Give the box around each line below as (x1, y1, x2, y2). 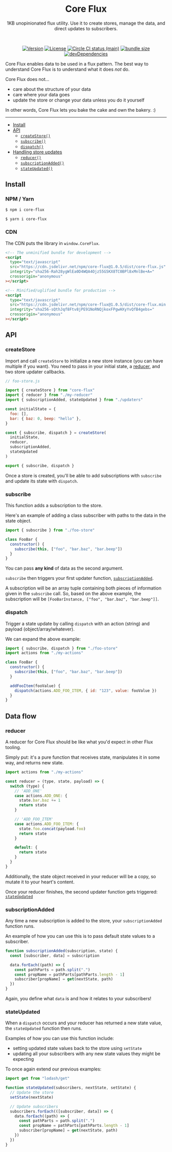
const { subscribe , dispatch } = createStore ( (5, 430, 106, 435)
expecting (12, 1056, 34, 1062)
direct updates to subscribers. (54, 25, 118, 31)
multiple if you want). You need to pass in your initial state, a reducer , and (5, 363, 160, 369)
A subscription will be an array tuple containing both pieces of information (5, 585, 162, 591)
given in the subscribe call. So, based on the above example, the (5, 591, 142, 597)
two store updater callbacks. (5, 369, 66, 375)
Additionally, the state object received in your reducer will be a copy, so (5, 873, 156, 879)
